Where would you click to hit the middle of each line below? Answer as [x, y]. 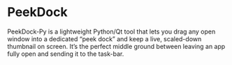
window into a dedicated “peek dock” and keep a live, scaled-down [104, 38]
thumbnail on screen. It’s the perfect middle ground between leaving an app [116, 46]
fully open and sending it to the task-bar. [66, 54]
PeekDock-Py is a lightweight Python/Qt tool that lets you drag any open [111, 31]
